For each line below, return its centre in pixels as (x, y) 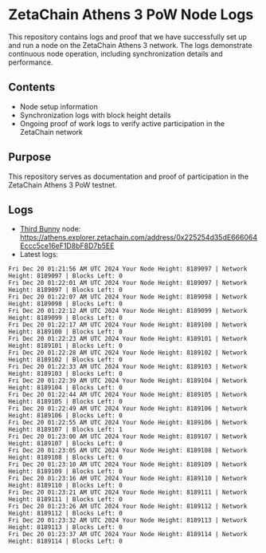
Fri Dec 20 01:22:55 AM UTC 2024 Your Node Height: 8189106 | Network (128, 423)
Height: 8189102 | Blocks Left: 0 (66, 360)
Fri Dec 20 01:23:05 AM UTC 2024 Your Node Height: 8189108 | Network (128, 451)
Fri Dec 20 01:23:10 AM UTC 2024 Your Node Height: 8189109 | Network (128, 464)
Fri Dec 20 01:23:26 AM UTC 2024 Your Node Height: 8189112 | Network (128, 507)
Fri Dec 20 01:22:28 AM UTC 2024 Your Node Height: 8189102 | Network (128, 353)
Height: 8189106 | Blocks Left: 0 (66, 416)
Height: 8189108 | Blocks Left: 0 (66, 458)
